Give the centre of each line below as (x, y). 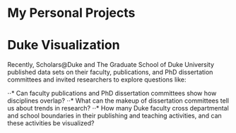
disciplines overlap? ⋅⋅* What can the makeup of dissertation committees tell (118, 101)
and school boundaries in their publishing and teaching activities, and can (115, 116)
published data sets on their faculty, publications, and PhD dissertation (110, 72)
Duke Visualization (64, 45)
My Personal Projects (71, 13)
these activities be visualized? (51, 123)
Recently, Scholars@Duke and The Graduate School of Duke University (111, 65)
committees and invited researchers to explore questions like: (97, 80)
